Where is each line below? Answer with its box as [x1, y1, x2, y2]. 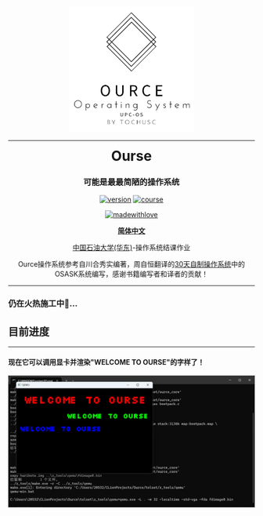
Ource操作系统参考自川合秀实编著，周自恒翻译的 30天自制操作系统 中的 [18, 260, 245, 269]
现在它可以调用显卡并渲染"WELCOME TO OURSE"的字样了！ [8, 357, 205, 366]
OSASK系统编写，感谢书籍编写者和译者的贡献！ [54, 269, 209, 279]
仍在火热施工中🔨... [8, 298, 78, 309]
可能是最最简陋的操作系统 [83, 176, 180, 187]
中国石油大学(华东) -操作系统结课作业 [72, 243, 191, 253]
